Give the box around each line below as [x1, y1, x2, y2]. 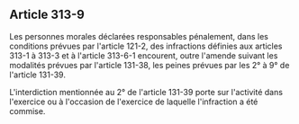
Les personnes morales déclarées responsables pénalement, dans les [9, 31, 268, 41]
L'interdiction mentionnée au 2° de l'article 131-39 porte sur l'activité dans [9, 86, 284, 97]
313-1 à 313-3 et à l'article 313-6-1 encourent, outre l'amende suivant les [9, 49, 278, 61]
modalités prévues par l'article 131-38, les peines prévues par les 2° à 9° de [9, 59, 290, 70]
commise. [9, 105, 46, 116]
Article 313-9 [9, 7, 86, 22]
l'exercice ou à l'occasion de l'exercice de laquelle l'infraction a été [9, 96, 258, 107]
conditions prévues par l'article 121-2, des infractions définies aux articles [9, 40, 283, 51]
